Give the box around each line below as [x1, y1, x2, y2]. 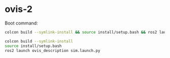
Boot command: [5, 20, 39, 26]
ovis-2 [5, 3, 32, 15]
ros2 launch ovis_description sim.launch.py [5, 48, 100, 53]
